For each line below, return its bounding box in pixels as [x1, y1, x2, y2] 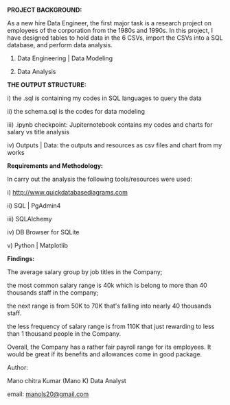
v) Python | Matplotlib [7, 241, 69, 249]
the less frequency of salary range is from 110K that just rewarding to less [7, 322, 215, 330]
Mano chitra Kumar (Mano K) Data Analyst [7, 377, 127, 384]
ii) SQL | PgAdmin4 [7, 201, 61, 210]
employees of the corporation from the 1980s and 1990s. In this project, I [7, 27, 214, 34]
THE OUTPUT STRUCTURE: [7, 81, 87, 88]
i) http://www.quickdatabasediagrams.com [7, 188, 128, 196]
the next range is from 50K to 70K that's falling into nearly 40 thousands [7, 302, 211, 310]
